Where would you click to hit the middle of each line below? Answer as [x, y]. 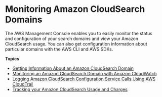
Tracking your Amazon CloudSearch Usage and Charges [70, 89]
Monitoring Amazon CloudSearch [75, 9]
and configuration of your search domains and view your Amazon [72, 39]
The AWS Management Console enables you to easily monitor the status [79, 33]
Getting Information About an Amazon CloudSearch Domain [73, 68]
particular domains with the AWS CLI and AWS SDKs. [59, 49]
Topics [12, 58]
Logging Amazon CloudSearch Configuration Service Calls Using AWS [84, 79]
